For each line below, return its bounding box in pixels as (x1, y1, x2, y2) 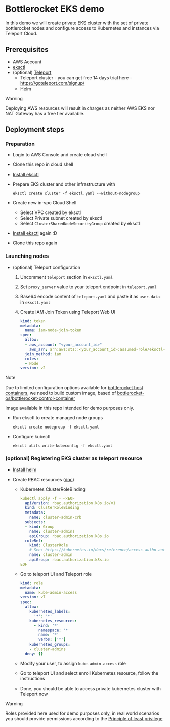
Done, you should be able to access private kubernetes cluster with (20, 685, 161, 691)
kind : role (20, 580, 44, 586)
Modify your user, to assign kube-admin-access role (20, 660, 126, 666)
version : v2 (20, 365, 46, 371)
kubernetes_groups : (29, 642, 71, 647)
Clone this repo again (12, 240, 57, 246)
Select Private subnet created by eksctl (20, 215, 102, 221)
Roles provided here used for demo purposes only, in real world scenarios (5, 710, 159, 716)
